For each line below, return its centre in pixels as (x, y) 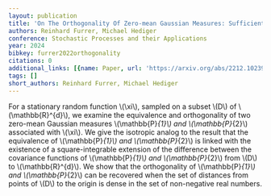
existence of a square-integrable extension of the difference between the (130, 149)
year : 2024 (27, 46)
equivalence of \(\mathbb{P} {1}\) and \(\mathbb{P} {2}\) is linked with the (130, 140)
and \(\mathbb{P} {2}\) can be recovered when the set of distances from (128, 175)
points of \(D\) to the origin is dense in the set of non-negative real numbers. (135, 183)
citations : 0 (30, 61)
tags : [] (23, 76)
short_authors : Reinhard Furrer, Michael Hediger (94, 83)
